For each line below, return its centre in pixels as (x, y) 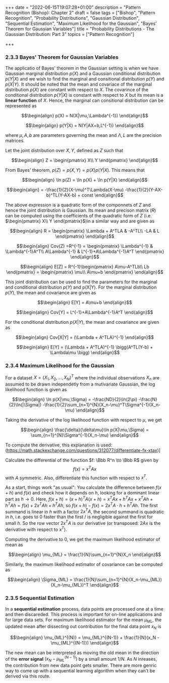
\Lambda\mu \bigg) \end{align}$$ (85, 353)
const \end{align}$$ (102, 195)
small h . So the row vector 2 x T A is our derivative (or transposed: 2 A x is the (83, 523)
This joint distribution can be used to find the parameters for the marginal (81, 282)
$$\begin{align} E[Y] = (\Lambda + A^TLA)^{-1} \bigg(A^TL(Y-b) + (85, 347)
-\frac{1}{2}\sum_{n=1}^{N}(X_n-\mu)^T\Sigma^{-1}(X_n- (102, 405)
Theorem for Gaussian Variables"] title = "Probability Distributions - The (80, 29)
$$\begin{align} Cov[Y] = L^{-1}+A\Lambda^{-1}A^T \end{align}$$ (85, 312)
